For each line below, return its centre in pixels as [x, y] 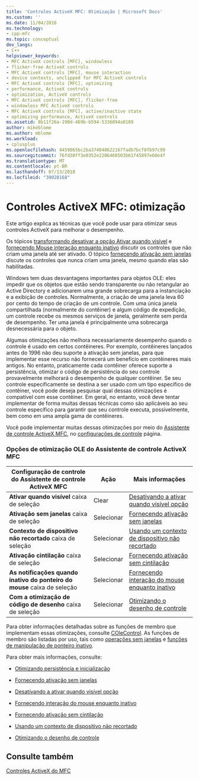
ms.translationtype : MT [36, 161]
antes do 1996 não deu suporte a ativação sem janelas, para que [85, 353]
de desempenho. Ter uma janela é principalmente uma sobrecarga [87, 322]
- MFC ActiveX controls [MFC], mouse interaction [69, 73]
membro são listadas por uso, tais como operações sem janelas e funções [97, 639]
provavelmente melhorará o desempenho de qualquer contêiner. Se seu [94, 378]
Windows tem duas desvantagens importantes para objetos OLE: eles [91, 278]
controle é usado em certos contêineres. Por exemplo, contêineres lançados [99, 346]
